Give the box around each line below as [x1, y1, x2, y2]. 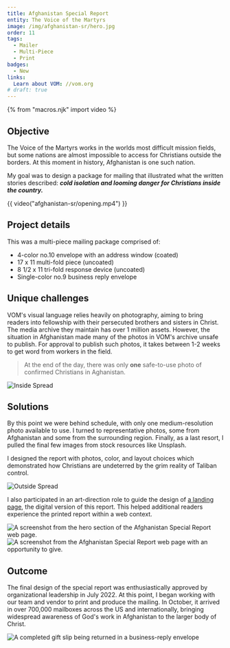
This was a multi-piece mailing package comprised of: [7, 238, 161, 246]
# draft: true [7, 86, 48, 93]
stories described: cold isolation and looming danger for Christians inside [7, 178, 221, 187]
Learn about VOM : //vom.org [13, 80, 94, 87]
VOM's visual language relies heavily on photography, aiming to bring [7, 310, 204, 319]
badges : [7, 61, 30, 68]
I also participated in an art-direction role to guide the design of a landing [7, 496, 214, 504]
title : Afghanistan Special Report [7, 10, 109, 17]
